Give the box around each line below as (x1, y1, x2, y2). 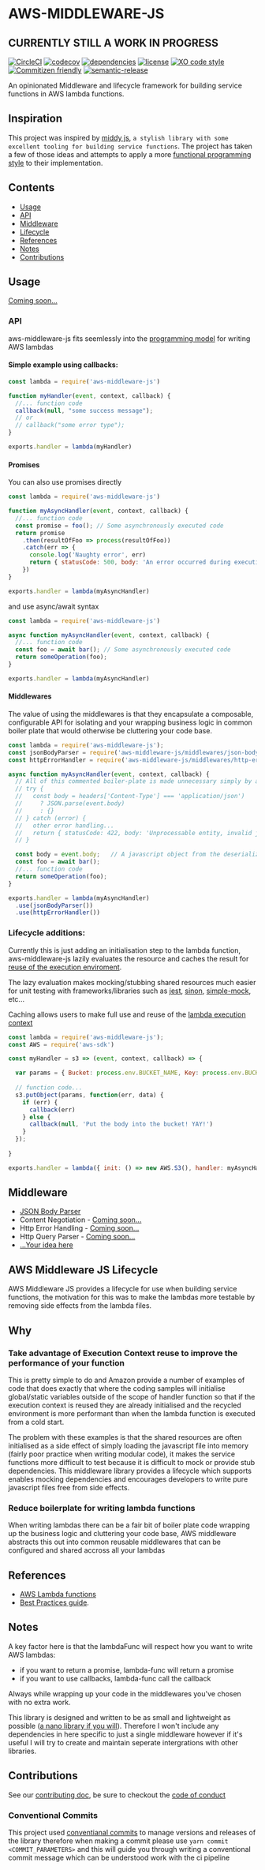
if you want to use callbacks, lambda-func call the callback (19, 1673, 211, 1683)
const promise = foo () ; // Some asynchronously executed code (15, 522, 224, 530)
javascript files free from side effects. (8, 1482, 130, 1492)
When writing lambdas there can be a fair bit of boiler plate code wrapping (8, 1520, 251, 1530)
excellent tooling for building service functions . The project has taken (8, 141, 252, 151)
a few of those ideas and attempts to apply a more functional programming (8, 149, 252, 159)
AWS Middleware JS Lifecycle (8, 1263, 159, 1276)
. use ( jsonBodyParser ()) (15, 901, 93, 909)
